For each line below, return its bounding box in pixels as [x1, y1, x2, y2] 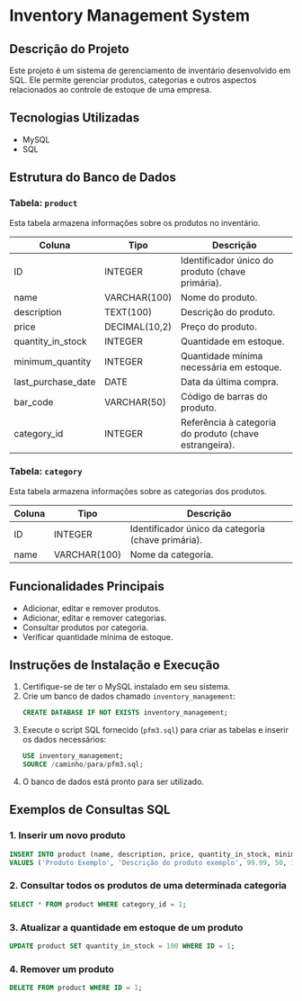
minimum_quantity [13, 355, 92, 367]
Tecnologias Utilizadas [9, 110, 140, 126]
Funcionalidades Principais [9, 579, 164, 594]
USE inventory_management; [22, 752, 124, 761]
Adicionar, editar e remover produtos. [22, 602, 162, 613]
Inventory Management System [9, 5, 250, 26]
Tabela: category [9, 465, 83, 478]
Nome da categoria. [129, 548, 214, 561]
